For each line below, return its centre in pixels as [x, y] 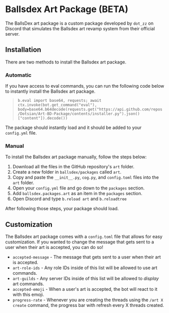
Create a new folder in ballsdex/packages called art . [67, 172]
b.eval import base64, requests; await [60, 101]
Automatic [18, 75]
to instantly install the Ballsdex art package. [50, 91]
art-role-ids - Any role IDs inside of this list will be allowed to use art [85, 268]
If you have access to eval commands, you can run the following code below [85, 86]
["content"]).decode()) [43, 118]
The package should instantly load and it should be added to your [73, 128]
